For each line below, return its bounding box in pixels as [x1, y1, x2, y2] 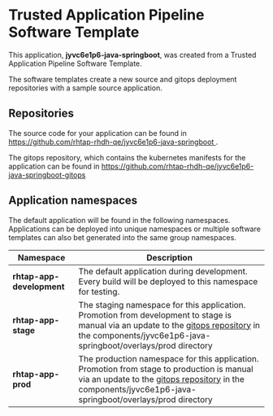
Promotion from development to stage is [78, 309, 232, 321]
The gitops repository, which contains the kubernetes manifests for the [8, 152, 246, 162]
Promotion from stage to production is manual [78, 363, 253, 374]
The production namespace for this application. [78, 353, 259, 364]
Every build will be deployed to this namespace [78, 275, 258, 287]
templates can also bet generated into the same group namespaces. [8, 232, 237, 242]
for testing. [78, 286, 120, 297]
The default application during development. [78, 265, 248, 277]
